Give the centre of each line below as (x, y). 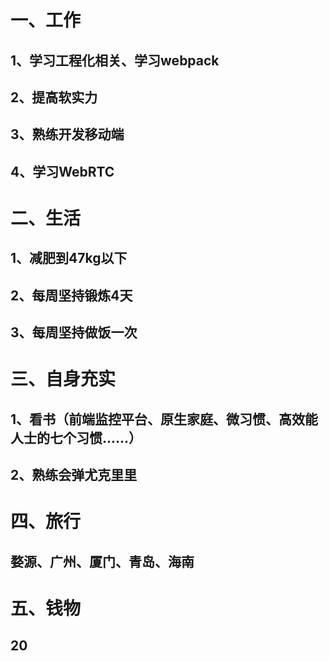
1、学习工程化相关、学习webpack (115, 60)
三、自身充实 (63, 379)
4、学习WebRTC (62, 171)
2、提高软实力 (54, 97)
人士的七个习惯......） (76, 437)
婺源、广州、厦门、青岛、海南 (102, 561)
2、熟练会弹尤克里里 (74, 475)
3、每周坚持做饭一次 (74, 332)
